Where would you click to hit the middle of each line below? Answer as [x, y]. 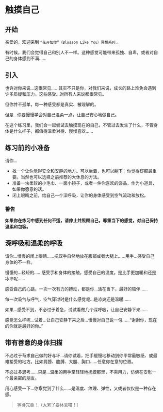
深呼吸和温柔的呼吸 [34, 243]
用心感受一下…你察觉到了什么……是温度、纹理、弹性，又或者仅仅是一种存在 [81, 388]
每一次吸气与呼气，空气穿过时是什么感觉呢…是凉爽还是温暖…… [68, 299]
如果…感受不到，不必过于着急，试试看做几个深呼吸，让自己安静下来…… [76, 309]
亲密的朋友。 [26, 378]
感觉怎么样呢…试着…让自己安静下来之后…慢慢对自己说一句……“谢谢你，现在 [81, 320]
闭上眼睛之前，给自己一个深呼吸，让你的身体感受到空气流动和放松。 [80, 195]
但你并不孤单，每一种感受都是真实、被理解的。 [52, 104]
